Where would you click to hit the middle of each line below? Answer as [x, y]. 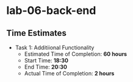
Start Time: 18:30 [46, 60]
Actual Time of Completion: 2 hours [69, 73]
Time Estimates [37, 33]
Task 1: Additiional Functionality [55, 47]
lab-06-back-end [51, 11]
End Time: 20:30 [46, 67]
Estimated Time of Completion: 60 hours [75, 54]
